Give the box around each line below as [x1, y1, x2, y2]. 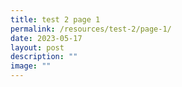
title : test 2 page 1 [10, 14, 101, 25]
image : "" [10, 61, 52, 71]
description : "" [10, 52, 78, 62]
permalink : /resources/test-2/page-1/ [10, 24, 172, 34]
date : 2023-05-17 [10, 33, 83, 43]
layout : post [10, 42, 65, 53]
